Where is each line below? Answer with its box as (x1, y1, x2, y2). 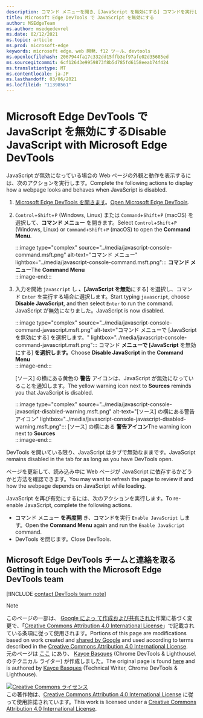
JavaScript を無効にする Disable (6, 125, 167, 139)
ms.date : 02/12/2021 (6, 31, 59, 37)
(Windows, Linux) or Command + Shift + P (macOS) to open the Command (14, 225, 190, 233)
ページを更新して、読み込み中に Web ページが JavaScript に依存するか (6, 468, 182, 475)
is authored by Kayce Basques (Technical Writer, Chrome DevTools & (6, 664, 178, 671)
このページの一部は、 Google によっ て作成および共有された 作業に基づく (6, 614, 187, 621)
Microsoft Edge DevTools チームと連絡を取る (6, 555, 176, 565)
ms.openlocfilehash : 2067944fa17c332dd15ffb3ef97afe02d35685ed (6, 54, 169, 60)
